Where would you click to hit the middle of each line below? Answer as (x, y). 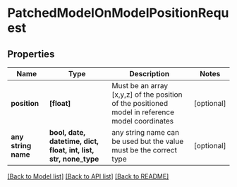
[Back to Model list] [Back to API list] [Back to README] (88, 176)
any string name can (146, 132)
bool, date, (67, 132)
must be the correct (145, 150)
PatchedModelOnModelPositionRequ (118, 13)
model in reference (143, 112)
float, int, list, (72, 150)
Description (150, 74)
